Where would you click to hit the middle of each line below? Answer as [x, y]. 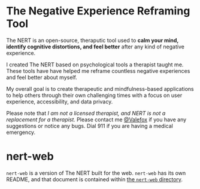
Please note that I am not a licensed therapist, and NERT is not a [86, 113]
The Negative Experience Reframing [98, 11]
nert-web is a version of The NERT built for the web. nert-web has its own [96, 173]
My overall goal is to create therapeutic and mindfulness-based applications [100, 89]
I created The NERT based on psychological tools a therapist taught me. [95, 65]
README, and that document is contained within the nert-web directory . [95, 179]
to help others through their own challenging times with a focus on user [94, 95]
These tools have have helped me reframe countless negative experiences [98, 71]
